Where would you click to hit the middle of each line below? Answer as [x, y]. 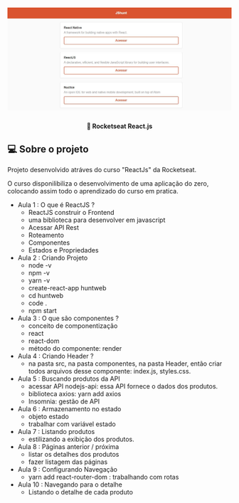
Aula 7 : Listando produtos [56, 432]
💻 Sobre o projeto [48, 149]
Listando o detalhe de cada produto [81, 492]
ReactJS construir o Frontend [71, 213]
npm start [42, 311]
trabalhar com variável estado [72, 424]
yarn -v [39, 280]
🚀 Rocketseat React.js [119, 126]
